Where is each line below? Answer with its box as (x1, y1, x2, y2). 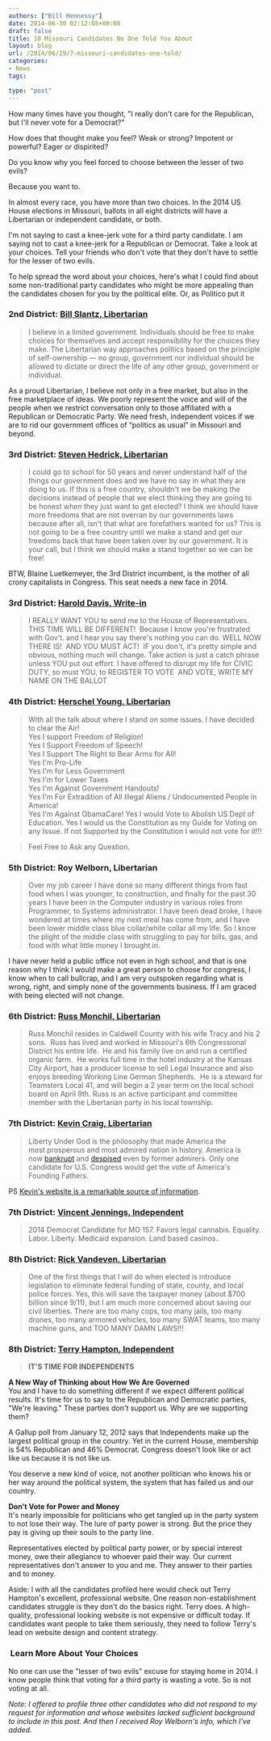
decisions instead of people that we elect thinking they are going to (27, 493, 252, 503)
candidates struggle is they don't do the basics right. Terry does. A (8, 1602, 231, 1612)
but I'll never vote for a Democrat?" (8, 117, 125, 127)
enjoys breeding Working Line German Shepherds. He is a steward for (27, 1072, 263, 1081)
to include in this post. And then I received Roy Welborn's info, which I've (8, 1716, 252, 1726)
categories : (8, 57, 48, 65)
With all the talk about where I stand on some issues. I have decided (27, 715, 255, 724)
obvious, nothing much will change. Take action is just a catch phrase (27, 650, 260, 660)
